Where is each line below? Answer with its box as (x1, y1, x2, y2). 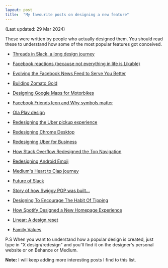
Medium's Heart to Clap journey (12, 168, 79, 174)
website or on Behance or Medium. (5, 247, 78, 253)
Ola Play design (12, 109, 45, 115)
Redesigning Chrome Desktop (12, 129, 75, 135)
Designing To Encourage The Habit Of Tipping (12, 197, 109, 203)
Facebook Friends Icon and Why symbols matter (12, 99, 113, 106)
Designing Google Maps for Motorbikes (12, 90, 95, 96)
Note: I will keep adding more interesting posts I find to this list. (5, 256, 136, 262)
